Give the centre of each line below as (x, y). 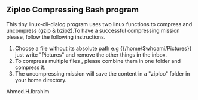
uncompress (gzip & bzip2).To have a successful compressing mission (93, 30)
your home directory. (41, 80)
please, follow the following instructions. (56, 37)
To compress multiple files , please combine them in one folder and (98, 61)
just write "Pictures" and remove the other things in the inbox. (91, 54)
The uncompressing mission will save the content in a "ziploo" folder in (102, 73)
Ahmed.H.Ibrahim (28, 91)
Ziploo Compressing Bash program (73, 10)
